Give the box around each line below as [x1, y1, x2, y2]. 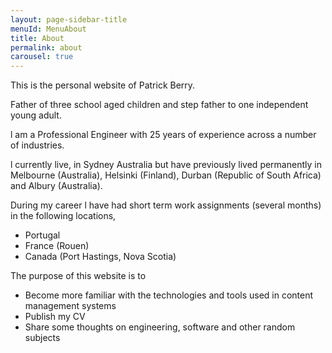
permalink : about [10, 42, 83, 53]
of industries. [10, 139, 65, 151]
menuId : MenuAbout [10, 24, 87, 34]
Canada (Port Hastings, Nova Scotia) [24, 251, 177, 263]
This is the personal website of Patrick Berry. [10, 79, 196, 91]
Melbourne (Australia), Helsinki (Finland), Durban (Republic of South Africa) [10, 169, 322, 181]
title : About [10, 33, 65, 43]
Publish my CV [24, 311, 86, 323]
